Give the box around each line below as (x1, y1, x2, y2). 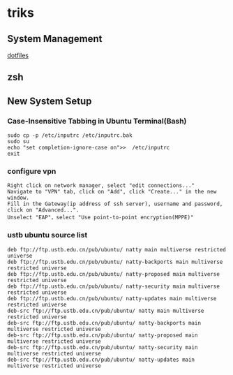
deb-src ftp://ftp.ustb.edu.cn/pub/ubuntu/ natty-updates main (7, 356, 195, 363)
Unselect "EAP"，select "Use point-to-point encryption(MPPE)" (7, 214, 194, 221)
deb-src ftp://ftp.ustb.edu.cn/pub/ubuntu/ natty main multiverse (7, 307, 204, 314)
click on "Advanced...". (7, 207, 80, 214)
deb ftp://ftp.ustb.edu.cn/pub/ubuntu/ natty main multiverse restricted (7, 246, 227, 253)
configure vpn (7, 166, 57, 176)
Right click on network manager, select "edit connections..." (7, 182, 195, 189)
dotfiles (7, 51, 29, 59)
